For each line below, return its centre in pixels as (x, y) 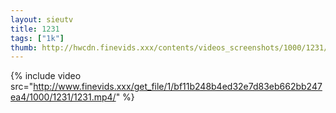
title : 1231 (35, 29)
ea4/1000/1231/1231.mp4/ (63, 97)
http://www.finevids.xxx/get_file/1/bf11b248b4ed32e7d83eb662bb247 (178, 87)
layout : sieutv (42, 19)
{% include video (46, 76)
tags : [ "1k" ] (37, 38)
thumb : (24, 47)
